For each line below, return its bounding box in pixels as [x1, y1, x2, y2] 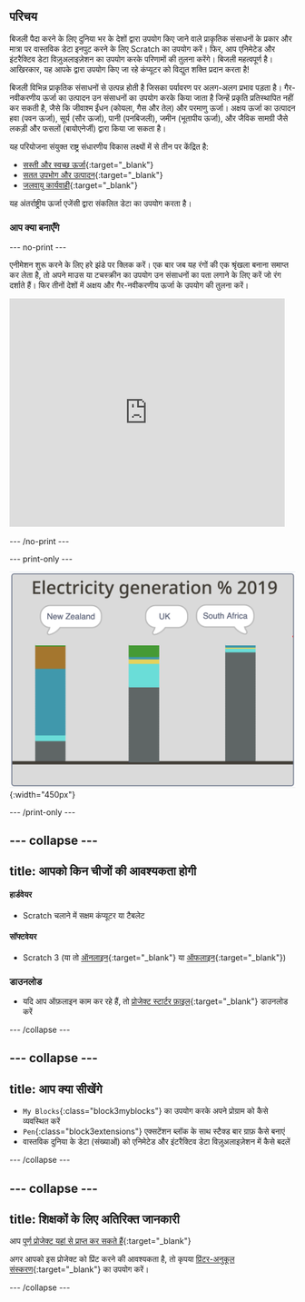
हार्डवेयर [9, 889, 33, 899]
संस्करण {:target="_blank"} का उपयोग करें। [9, 1264, 150, 1275]
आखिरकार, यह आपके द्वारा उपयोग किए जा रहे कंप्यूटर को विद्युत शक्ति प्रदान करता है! [9, 64, 250, 75]
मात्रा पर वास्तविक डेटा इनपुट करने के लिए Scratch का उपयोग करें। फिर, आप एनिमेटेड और [9, 43, 275, 55]
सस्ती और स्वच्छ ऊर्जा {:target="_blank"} [22, 159, 154, 170]
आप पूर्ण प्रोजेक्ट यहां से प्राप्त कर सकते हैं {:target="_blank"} [9, 1236, 192, 1247]
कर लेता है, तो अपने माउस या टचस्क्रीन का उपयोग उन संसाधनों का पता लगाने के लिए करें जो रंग [9, 270, 281, 281]
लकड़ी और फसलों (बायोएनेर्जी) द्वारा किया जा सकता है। [9, 123, 166, 134]
